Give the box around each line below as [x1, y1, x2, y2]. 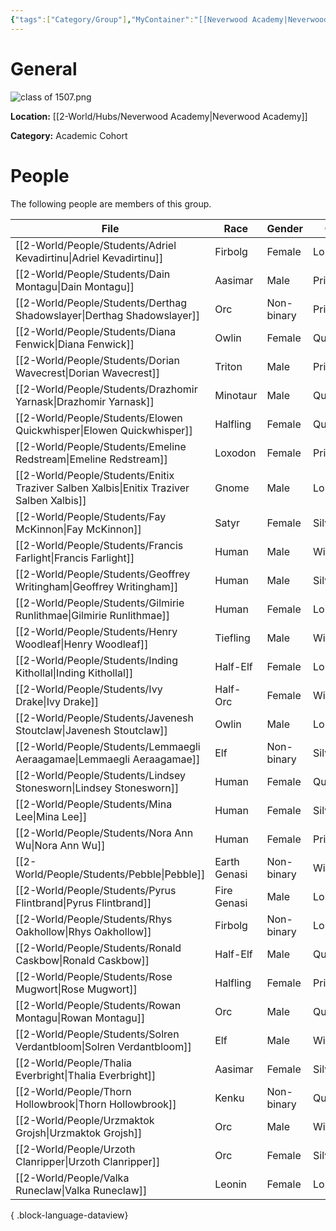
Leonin [214, 1177, 247, 1191]
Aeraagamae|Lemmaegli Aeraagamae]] [15, 752, 201, 766]
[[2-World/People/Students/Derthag [15, 296, 187, 310]
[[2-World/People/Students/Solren [15, 1027, 180, 1041]
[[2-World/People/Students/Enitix [15, 468, 175, 482]
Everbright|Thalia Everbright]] [15, 1068, 157, 1082]
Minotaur [214, 388, 258, 402]
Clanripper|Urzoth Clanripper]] [15, 1154, 161, 1168]
